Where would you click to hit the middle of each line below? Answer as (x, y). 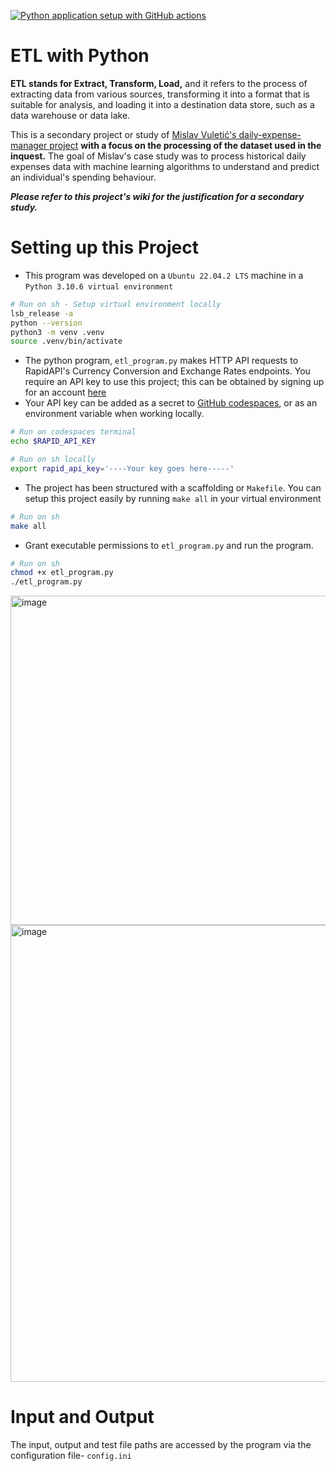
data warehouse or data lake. (70, 115)
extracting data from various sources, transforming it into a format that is (160, 94)
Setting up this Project (104, 247)
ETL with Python (80, 56)
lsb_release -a (42, 313)
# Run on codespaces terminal (73, 432)
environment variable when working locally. (114, 414)
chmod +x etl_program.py (62, 573)
